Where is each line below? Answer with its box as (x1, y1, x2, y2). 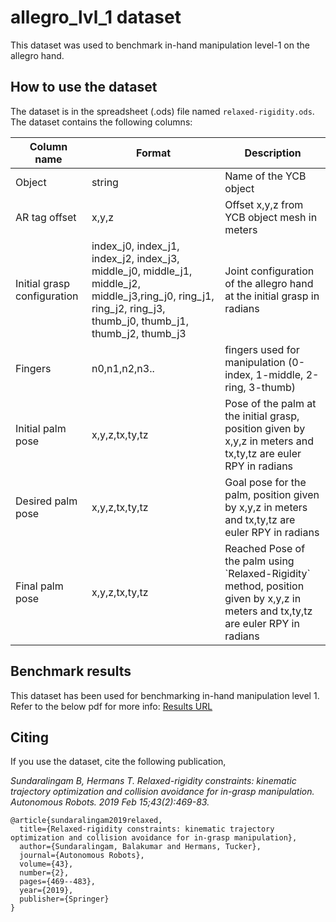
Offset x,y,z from (224, 197, 304, 211)
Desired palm (15, 494, 78, 508)
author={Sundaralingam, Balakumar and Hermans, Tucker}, (19, 842, 262, 852)
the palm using (224, 554, 295, 568)
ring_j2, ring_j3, (91, 301, 166, 315)
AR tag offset (15, 210, 77, 224)
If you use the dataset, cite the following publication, (10, 756, 227, 768)
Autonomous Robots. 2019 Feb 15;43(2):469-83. (10, 796, 210, 808)
